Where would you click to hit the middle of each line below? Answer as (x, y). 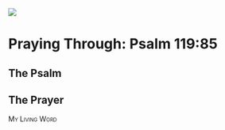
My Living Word (33, 119)
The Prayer (36, 99)
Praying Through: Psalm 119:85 (113, 44)
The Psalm (35, 73)
